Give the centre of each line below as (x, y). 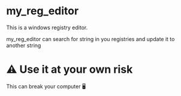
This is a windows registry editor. (47, 27)
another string (24, 45)
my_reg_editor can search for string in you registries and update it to (90, 39)
